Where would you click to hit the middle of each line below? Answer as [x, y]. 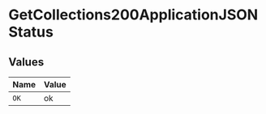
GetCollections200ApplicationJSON [133, 15]
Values [26, 62]
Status [31, 32]
